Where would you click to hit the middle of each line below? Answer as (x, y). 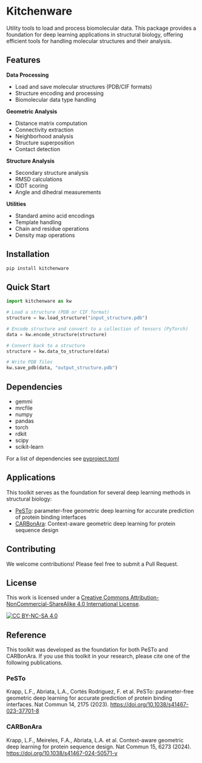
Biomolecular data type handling (56, 99)
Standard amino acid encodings (55, 216)
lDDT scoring (32, 185)
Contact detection (38, 149)
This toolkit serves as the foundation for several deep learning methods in (99, 492)
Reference (26, 635)
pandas (25, 421)
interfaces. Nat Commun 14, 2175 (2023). (58, 705)
